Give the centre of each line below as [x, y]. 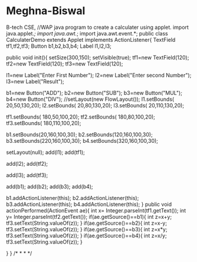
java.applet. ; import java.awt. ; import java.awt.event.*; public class [87, 33]
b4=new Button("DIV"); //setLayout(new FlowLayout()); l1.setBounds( [90, 99]
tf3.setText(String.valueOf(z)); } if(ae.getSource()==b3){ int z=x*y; [87, 229]
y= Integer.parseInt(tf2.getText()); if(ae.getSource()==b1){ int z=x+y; [89, 217]
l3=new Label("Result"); [35, 81]
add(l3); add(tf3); [27, 175]
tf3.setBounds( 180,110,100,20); [44, 123]
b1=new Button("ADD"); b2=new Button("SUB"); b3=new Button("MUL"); [94, 93]
